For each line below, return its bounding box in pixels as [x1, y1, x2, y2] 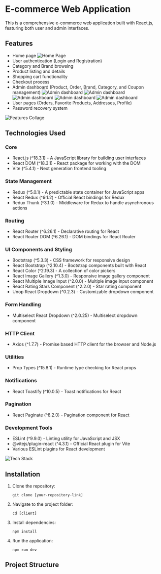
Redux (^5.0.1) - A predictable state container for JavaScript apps [12, 189, 145, 195]
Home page [12, 52, 36, 58]
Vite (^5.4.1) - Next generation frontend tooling [12, 166, 107, 172]
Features [5, 40, 33, 48]
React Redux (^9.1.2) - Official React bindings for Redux [12, 194, 125, 200]
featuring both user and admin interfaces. [5, 25, 90, 31]
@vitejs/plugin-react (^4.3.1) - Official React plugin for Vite [12, 441, 130, 447]
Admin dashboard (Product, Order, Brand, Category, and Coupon [12, 84, 144, 90]
